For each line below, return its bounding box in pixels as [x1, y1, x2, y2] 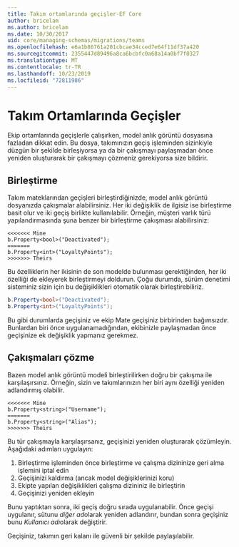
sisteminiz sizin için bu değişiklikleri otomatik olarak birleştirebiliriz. [7, 282, 204, 291]
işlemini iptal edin [17, 466, 69, 474]
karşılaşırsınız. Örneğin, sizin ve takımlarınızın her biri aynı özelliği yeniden [7, 378, 225, 387]
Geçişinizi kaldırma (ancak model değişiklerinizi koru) [17, 474, 175, 482]
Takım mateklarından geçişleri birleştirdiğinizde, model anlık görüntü [7, 193, 208, 202]
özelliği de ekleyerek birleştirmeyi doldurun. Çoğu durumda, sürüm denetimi [7, 275, 230, 284]
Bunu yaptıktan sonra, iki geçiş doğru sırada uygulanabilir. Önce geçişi [7, 502, 214, 511]
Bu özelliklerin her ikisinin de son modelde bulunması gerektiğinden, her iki [7, 267, 227, 276]
